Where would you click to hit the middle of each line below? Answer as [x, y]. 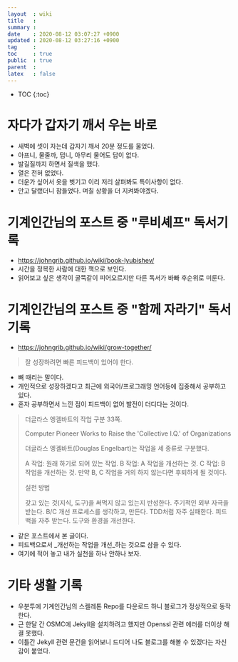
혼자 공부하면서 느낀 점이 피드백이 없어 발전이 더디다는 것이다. [103, 404]
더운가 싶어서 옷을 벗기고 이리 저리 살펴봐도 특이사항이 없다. [100, 182]
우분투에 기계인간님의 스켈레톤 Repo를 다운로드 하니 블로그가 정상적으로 [118, 606]
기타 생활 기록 [45, 585]
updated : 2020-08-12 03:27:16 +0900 [63, 41]
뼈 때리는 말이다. [41, 377]
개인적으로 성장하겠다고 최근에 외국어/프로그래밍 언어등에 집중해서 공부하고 [122, 386]
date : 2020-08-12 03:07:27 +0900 [63, 34]
